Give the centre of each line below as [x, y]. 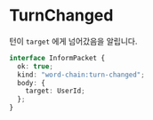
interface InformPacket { [57, 58]
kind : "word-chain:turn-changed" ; [81, 75]
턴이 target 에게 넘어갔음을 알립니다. [73, 41]
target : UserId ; [56, 91]
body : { [32, 83]
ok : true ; [35, 66]
